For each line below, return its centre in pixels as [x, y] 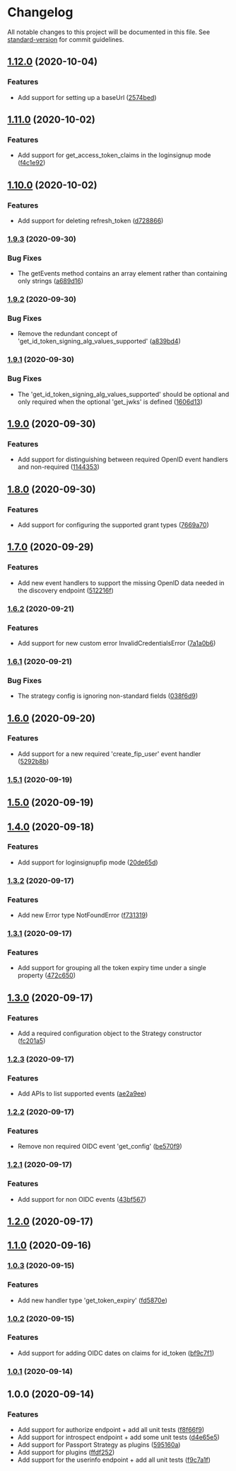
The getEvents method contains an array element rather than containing [122, 274]
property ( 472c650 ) [47, 976]
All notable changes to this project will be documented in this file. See [109, 32]
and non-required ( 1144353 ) [59, 467]
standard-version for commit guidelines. [66, 39]
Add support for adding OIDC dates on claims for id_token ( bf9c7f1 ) [116, 1353]
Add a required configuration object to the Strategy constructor [110, 1033]
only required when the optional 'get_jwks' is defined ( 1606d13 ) [110, 402]
